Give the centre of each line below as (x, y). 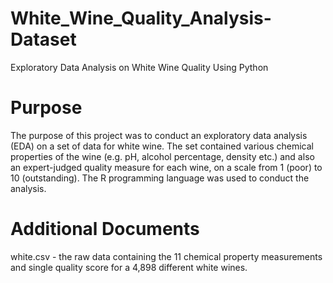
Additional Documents (105, 229)
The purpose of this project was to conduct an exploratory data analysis (159, 135)
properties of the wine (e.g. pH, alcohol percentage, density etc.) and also (162, 156)
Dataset (43, 39)
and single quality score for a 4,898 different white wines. (129, 267)
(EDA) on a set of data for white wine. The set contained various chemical (162, 146)
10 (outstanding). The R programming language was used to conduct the (160, 178)
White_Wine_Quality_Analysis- (141, 18)
